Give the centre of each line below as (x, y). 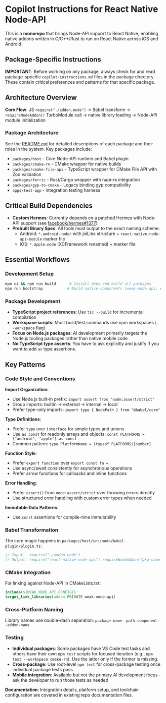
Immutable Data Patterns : (32, 508)
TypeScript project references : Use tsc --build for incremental (78, 312)
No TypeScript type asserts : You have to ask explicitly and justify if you (85, 344)
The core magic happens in (33, 541)
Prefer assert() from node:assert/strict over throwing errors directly (83, 493)
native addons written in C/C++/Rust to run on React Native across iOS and (82, 39)
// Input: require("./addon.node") (43, 555)
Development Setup (29, 274)
